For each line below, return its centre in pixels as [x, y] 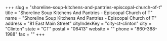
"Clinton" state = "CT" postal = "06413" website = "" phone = [69, 29]
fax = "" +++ [32, 34]
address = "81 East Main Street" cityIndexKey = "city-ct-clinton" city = [78, 23]
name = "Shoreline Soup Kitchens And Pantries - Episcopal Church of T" [81, 18]
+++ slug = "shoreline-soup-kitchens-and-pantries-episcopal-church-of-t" [84, 7]
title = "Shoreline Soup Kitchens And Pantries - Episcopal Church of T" [79, 13]
